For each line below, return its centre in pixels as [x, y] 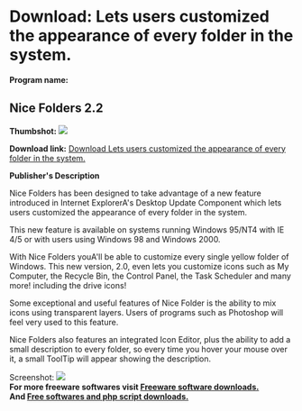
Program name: [39, 79]
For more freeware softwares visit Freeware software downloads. [134, 387]
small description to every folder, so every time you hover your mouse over [149, 349]
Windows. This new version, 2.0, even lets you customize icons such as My [149, 266]
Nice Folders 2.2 [56, 109]
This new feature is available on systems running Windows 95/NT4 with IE [147, 229]
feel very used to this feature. [64, 322]
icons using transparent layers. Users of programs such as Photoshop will [146, 312]
